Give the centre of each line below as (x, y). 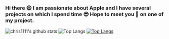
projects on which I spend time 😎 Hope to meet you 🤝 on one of (85, 14)
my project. (20, 20)
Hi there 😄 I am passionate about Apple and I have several (78, 8)
